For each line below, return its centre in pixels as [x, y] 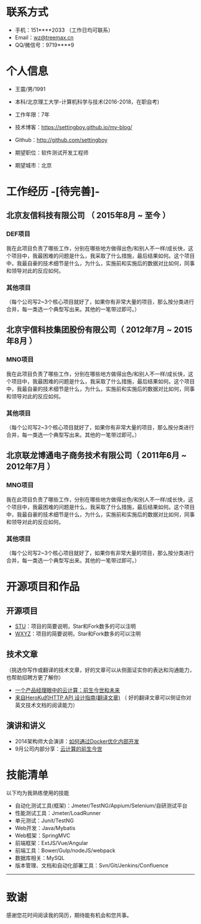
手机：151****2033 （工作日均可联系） [64, 30]
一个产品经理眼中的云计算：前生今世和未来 [67, 690]
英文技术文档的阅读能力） [46, 705]
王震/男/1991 [30, 89]
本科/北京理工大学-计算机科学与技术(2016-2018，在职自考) [87, 102]
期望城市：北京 [33, 165]
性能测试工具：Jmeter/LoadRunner [58, 813]
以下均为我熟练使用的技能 [38, 792]
